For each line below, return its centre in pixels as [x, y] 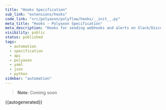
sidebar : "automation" [28, 78]
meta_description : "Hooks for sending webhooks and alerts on [70, 28]
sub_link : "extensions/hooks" [36, 14]
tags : [11, 42]
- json [16, 70]
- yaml [16, 65]
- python [19, 74]
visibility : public [25, 33]
